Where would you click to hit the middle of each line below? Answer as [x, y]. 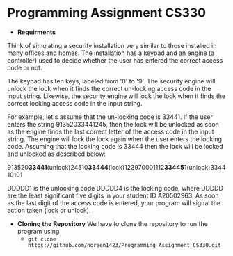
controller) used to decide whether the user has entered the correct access [115, 60]
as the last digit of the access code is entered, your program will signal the [114, 202]
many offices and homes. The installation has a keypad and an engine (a [111, 53]
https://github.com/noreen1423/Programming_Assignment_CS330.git [124, 245]
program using [38, 231]
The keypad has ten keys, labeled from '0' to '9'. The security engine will [111, 81]
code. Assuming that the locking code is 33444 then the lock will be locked [115, 146]
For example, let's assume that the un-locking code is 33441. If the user [110, 117]
